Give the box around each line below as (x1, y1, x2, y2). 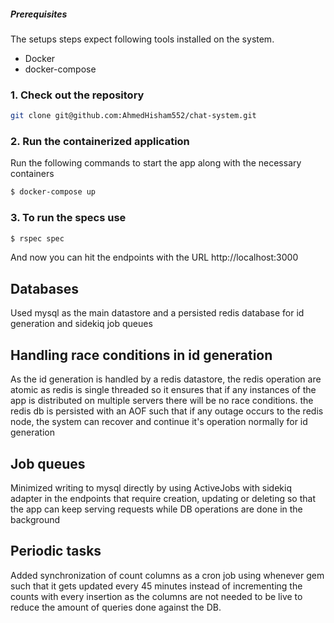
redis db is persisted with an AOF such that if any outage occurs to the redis (10, 405, 324, 417)
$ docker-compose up (10, 187, 97, 197)
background (10, 513, 61, 525)
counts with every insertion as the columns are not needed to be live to (10, 590, 303, 602)
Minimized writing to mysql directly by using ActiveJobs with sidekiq (10, 481, 293, 494)
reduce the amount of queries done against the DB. (10, 601, 222, 613)
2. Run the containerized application (10, 135, 190, 149)
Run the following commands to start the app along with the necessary (10, 157, 302, 169)
